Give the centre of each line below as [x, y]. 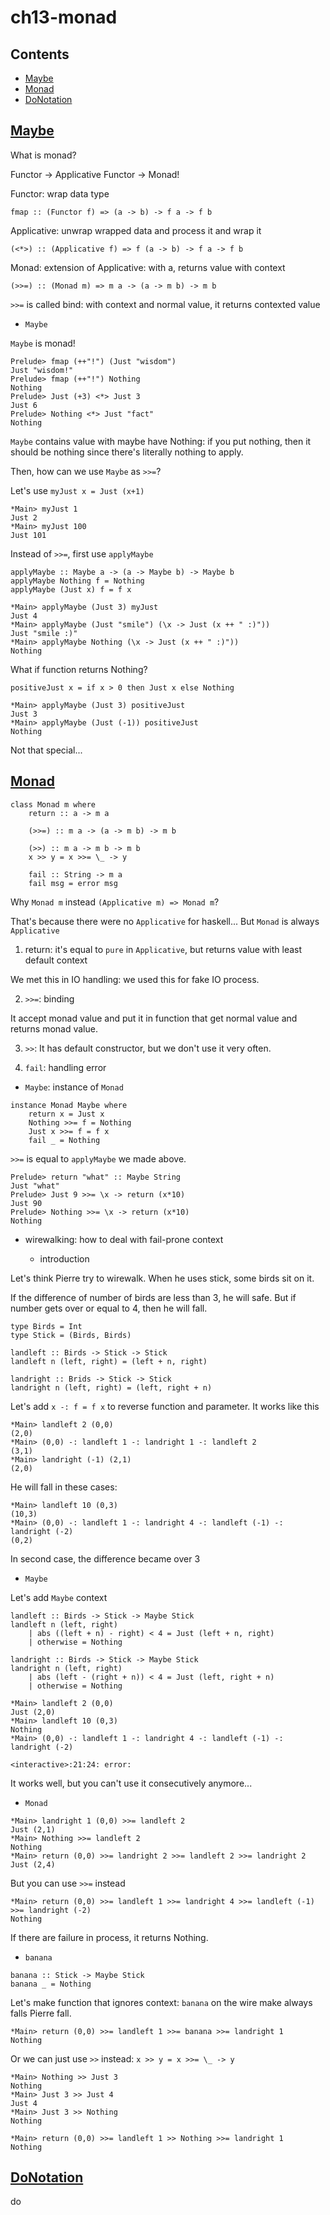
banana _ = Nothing [51, 1984]
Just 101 [28, 535]
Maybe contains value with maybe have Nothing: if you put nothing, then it [161, 441]
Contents [40, 54]
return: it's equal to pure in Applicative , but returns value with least [163, 949]
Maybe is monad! [43, 343]
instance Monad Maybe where [69, 1105]
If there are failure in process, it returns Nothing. [109, 1937]
